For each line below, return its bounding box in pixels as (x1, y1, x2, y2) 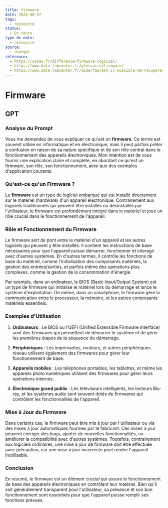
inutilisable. (5, 452, 29, 458)
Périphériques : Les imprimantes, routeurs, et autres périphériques (12, 344, 151, 350)
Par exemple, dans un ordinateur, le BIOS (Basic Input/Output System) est (5, 279, 156, 285)
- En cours (9, 31, 32, 36)
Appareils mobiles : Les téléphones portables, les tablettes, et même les (12, 365, 162, 371)
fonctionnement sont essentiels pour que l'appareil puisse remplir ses (5, 492, 149, 498)
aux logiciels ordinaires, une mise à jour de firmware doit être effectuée (5, 441, 152, 447)
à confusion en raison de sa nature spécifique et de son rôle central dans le (5, 147, 161, 153)
